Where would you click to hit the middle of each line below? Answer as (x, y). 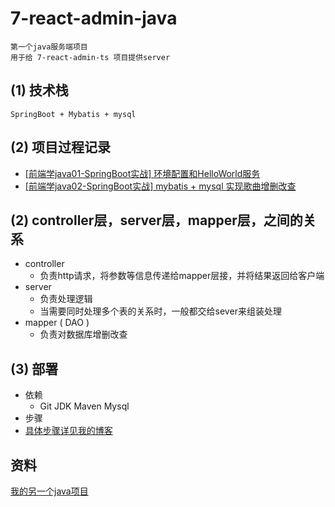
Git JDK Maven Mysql (84, 406)
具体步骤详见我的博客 (68, 431)
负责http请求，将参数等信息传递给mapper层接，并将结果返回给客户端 (182, 276)
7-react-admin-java (94, 18)
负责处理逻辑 (66, 299)
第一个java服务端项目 (49, 47)
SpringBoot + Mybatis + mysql (73, 114)
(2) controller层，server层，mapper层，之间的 (156, 220)
